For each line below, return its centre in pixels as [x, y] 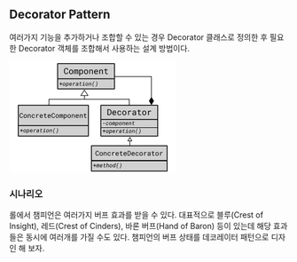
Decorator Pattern [60, 15]
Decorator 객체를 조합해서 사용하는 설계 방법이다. [104, 48]
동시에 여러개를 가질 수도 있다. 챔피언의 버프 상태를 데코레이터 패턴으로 [147, 237]
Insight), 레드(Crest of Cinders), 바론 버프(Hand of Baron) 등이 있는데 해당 [141, 226]
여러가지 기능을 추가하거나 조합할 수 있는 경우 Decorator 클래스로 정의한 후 [138, 37]
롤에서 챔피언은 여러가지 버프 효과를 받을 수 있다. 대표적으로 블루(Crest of [137, 215]
